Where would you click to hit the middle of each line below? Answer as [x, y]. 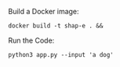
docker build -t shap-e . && [56, 26]
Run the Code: [31, 40]
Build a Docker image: [44, 11]
